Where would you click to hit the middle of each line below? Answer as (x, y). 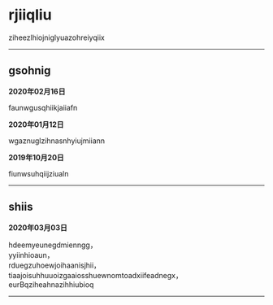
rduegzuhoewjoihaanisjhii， (55, 265)
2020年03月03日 (38, 227)
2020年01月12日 (36, 124)
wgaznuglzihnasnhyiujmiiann (57, 141)
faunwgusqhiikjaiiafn (43, 107)
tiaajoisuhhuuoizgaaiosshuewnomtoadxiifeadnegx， (95, 275)
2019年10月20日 (37, 157)
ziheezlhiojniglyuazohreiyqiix (57, 37)
